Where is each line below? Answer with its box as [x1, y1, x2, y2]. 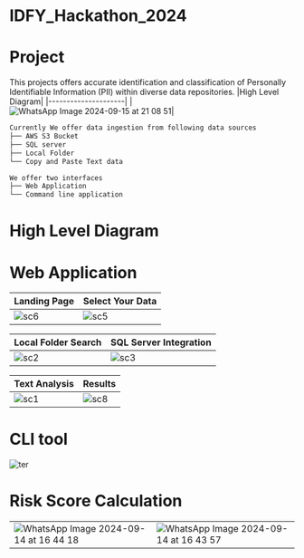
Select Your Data [82, 295, 157, 308]
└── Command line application [9, 190, 124, 199]
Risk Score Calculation [9, 491, 183, 512]
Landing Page [14, 295, 75, 308]
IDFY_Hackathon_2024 [9, 5, 187, 26]
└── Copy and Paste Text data [9, 157, 124, 166]
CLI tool [9, 429, 68, 449]
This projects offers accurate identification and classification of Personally [9, 77, 287, 88]
